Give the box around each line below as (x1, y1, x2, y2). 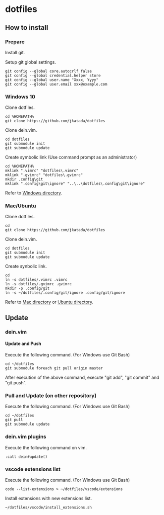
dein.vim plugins (5, 433, 47, 440)
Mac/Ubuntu (5, 202, 36, 209)
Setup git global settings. (5, 59, 56, 65)
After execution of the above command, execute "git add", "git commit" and (5, 374, 160, 380)
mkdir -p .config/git (5, 286, 50, 291)
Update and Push (5, 341, 41, 346)
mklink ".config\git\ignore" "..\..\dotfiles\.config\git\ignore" (5, 181, 145, 186)
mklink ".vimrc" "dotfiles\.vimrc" (5, 168, 79, 173)
